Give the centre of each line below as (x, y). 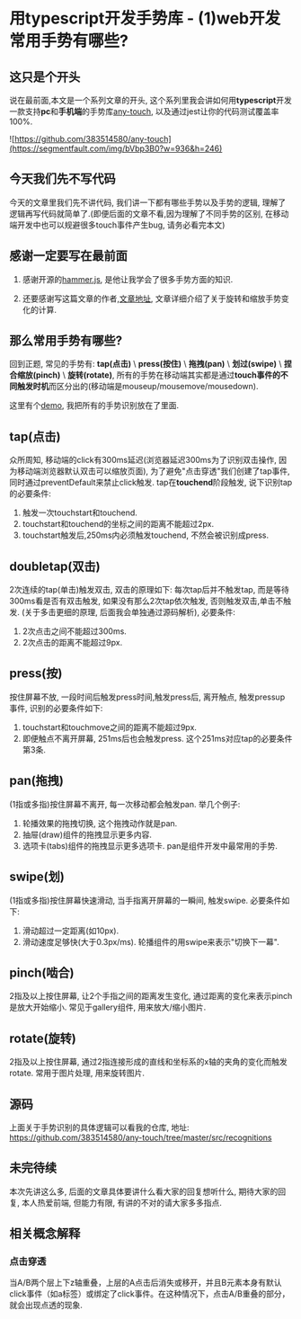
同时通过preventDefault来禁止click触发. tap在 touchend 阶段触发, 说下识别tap (151, 483)
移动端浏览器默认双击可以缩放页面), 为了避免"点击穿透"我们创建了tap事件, (153, 471)
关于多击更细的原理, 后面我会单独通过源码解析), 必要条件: (130, 612)
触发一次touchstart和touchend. (80, 512)
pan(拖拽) (37, 781)
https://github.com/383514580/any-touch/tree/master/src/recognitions (141, 1137)
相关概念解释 (45, 1234)
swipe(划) (37, 877)
